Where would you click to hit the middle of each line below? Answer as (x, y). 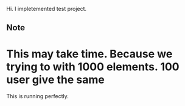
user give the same (55, 80)
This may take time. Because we (89, 54)
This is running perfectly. (37, 96)
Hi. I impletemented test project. (47, 9)
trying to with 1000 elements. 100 (93, 67)
